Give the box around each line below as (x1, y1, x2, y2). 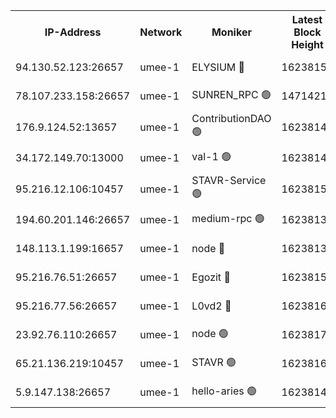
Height (291, 38, 324, 51)
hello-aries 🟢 (191, 384, 257, 398)
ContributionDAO (191, 112, 272, 125)
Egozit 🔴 (191, 270, 231, 284)
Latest (291, 13, 323, 26)
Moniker (211, 25, 252, 39)
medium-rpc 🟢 (191, 211, 265, 225)
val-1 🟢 (191, 149, 232, 163)
